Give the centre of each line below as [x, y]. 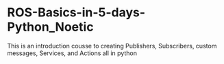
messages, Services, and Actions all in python [72, 53]
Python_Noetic [50, 27]
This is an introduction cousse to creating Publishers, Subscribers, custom [112, 46]
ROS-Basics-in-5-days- [76, 13]
